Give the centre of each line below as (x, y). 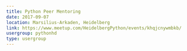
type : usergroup (26, 39)
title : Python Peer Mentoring (44, 11)
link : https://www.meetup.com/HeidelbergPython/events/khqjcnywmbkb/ (94, 28)
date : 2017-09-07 (28, 17)
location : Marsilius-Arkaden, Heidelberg (58, 22)
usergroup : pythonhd (32, 33)
